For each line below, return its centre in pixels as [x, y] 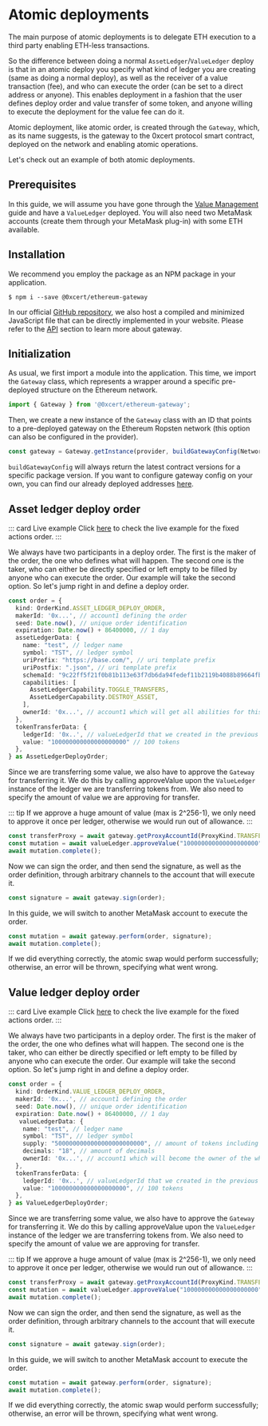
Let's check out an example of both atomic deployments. [102, 159]
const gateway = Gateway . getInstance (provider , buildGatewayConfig [123, 452]
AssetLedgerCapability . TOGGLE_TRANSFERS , [99, 690]
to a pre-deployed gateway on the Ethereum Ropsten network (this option [129, 428]
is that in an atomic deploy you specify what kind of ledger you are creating [132, 69]
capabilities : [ [50, 682]
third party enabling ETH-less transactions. [79, 45]
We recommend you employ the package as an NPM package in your [122, 274]
